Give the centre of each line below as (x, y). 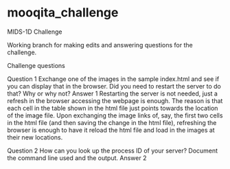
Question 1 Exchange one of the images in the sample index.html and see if (113, 79)
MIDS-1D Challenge (35, 32)
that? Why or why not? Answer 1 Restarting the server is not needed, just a (113, 93)
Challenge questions (36, 65)
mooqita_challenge (63, 13)
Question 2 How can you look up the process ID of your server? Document (113, 150)
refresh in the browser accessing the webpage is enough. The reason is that (115, 100)
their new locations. (35, 137)
